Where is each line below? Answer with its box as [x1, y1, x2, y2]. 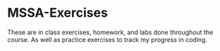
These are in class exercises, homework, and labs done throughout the [7, 28, 214, 36]
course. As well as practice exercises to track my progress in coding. [7, 35, 208, 43]
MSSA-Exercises [7, 5, 108, 21]
